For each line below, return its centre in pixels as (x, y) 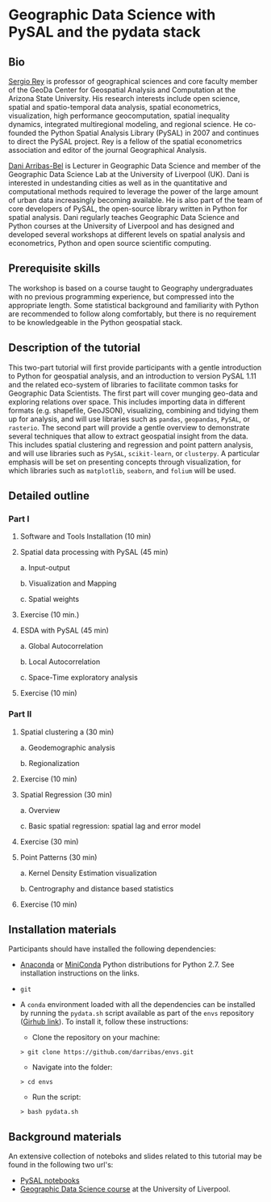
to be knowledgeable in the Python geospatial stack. (96, 322)
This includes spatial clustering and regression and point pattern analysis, (131, 444)
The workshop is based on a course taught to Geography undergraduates (131, 288)
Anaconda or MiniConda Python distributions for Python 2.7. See (127, 965)
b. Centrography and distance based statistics (97, 888)
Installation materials (63, 929)
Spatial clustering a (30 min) (67, 732)
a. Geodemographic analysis (67, 747)
